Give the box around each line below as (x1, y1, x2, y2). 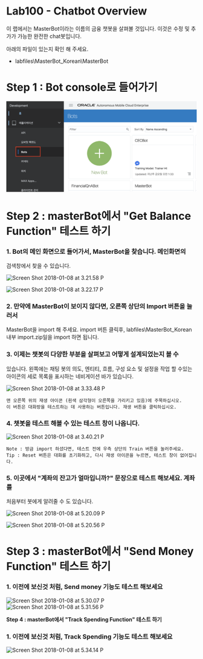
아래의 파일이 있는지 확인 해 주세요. (6, 45, 89, 53)
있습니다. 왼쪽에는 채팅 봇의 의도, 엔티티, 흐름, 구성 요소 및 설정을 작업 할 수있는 (6, 365, 193, 372)
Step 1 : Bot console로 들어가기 (6, 80, 158, 94)
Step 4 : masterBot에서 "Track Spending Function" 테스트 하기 (6, 616, 162, 623)
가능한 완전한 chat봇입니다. (17, 32, 82, 40)
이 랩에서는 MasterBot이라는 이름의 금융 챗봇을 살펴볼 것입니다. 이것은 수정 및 (6, 25, 190, 32)
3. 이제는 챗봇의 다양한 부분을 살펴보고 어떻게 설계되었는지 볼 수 (6, 350, 179, 359)
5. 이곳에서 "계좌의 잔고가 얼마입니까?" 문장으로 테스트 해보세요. (6, 474, 182, 482)
